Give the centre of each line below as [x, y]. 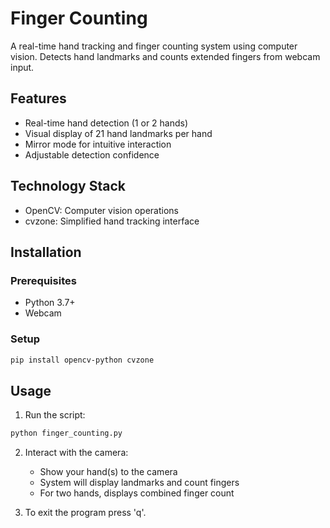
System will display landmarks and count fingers [139, 483]
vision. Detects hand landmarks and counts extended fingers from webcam [165, 56]
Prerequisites [43, 280]
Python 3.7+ [50, 303]
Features [38, 98]
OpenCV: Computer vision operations [101, 210]
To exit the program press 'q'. [85, 513]
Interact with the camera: [76, 453]
